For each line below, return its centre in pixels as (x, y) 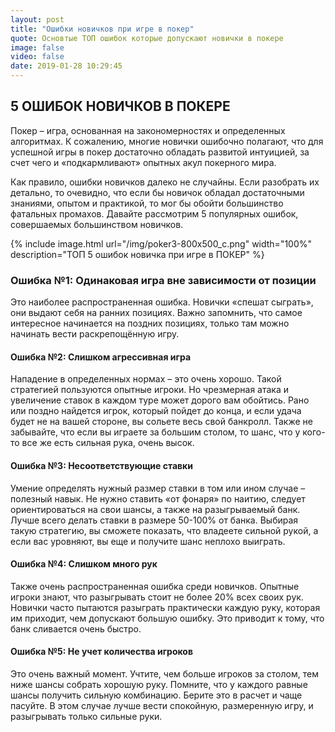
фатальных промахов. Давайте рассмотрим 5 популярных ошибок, (154, 213)
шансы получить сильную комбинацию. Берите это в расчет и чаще (156, 695)
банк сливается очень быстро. (76, 628)
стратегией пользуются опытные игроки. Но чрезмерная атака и (150, 390)
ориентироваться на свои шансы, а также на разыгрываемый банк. (155, 509)
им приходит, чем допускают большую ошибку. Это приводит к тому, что (167, 618)
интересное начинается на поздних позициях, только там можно (150, 323)
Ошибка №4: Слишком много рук (84, 564)
